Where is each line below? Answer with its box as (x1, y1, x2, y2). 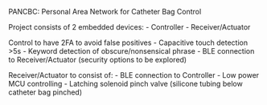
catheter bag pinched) (8, 87, 83, 97)
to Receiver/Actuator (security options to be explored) (8, 55, 187, 64)
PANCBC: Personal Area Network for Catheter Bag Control (8, 7, 202, 16)
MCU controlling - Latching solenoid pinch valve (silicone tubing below (8, 79, 243, 88)
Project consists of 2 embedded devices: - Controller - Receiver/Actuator (8, 22, 251, 31)
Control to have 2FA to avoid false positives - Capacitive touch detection (8, 38, 248, 47)
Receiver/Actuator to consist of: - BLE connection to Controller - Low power (8, 71, 260, 79)
